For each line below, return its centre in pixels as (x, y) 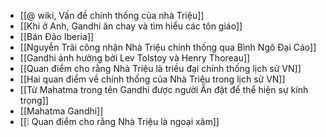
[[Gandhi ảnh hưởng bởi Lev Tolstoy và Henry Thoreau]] (135, 58)
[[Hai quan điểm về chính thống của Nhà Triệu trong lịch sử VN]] (152, 79)
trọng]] (34, 100)
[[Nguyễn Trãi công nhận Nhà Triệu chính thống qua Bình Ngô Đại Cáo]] (168, 47)
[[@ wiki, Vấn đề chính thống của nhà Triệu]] (112, 15)
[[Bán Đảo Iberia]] (57, 36)
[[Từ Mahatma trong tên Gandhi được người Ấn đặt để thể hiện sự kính (164, 89)
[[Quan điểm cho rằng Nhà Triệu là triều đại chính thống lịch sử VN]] (160, 68)
